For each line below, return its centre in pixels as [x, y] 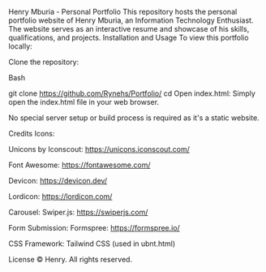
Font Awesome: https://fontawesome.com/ [79, 165]
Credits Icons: [32, 134]
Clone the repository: [44, 62]
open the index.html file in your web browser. [84, 102]
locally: [20, 46]
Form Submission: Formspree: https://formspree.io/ [94, 228]
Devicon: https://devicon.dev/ [58, 181]
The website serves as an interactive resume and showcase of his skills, [129, 29]
